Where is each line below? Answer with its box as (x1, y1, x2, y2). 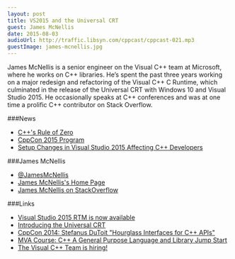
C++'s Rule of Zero (17, 128, 74, 136)
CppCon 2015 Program (17, 136, 85, 144)
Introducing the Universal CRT (17, 221, 106, 229)
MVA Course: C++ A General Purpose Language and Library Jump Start (17, 236, 228, 244)
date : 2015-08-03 (7, 30, 59, 38)
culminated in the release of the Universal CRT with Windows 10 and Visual (7, 86, 227, 94)
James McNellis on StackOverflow (17, 186, 119, 194)
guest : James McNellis (7, 23, 74, 31)
